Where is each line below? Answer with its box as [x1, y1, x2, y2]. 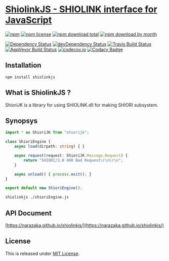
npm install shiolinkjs [5, 75, 56, 80]
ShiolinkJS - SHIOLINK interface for [5, 4, 158, 15]
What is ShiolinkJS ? [5, 88, 71, 97]
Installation [5, 61, 41, 70]
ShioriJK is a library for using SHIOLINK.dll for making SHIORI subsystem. [5, 102, 158, 108]
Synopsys [5, 116, 38, 125]
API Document [5, 209, 52, 217]
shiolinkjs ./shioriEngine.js [5, 194, 69, 200]
